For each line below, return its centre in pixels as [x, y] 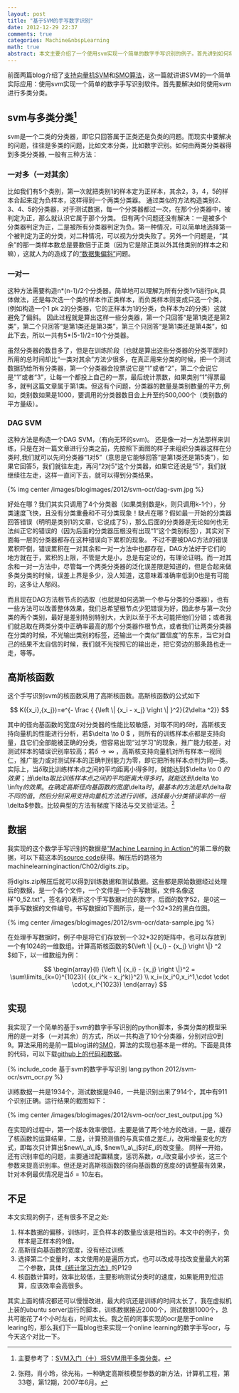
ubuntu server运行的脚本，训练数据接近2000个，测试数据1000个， [124, 1310]
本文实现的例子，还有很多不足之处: [58, 1217]
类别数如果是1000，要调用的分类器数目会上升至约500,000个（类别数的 [123, 395]
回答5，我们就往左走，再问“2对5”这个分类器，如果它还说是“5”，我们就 [123, 466]
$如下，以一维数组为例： [44, 955]
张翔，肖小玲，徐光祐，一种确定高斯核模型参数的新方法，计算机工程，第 [123, 1374]
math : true [23, 47]
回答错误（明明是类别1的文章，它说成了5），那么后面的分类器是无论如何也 [115, 522]
